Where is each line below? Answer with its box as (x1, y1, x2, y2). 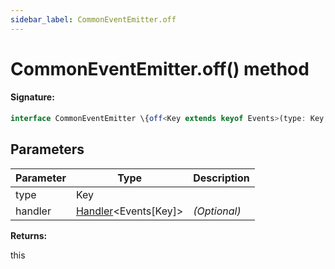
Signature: (10, 91, 55, 103)
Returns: (10, 229, 48, 241)
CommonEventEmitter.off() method (10, 57, 310, 80)
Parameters (10, 141, 85, 158)
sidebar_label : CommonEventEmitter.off (10, 14, 177, 25)
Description (193, 171, 250, 185)
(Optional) (193, 204, 242, 218)
